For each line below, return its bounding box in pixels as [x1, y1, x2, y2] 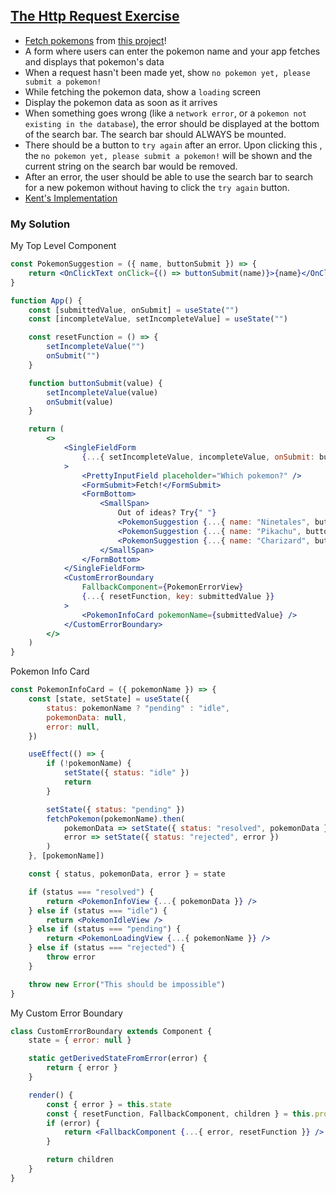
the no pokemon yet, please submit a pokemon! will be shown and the [24, 149, 313, 161]
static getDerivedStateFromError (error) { [28, 1054, 208, 1064]
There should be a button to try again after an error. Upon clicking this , [24, 139, 323, 151]
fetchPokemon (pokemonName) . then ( [46, 814, 186, 824]
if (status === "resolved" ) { [28, 887, 155, 897]
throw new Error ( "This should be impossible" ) [28, 979, 226, 989]
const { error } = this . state [46, 1099, 172, 1109]
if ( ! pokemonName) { [46, 759, 132, 769]
